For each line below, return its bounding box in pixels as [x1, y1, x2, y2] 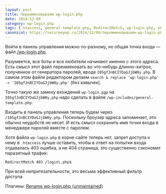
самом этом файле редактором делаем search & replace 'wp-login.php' [5, 75, 159, 80]
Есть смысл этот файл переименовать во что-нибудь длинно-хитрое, [5, 64, 152, 70]
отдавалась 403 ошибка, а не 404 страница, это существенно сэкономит [5, 145, 161, 151]
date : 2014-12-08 [5, 16, 41, 21]
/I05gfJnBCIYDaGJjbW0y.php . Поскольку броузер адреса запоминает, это [5, 115, 157, 120]
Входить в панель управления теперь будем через [5, 109, 113, 115]
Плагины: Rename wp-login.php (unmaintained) [5, 183, 103, 189]
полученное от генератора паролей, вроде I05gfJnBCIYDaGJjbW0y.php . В [5, 69, 156, 75]
